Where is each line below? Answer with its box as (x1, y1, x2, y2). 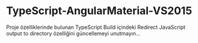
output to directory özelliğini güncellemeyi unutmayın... (6, 29, 141, 37)
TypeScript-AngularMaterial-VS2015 (6, 4, 192, 18)
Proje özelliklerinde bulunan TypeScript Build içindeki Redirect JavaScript (6, 24, 186, 31)
